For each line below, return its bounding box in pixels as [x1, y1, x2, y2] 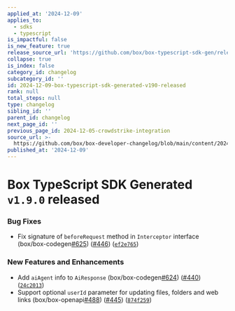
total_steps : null [7, 95, 61, 102]
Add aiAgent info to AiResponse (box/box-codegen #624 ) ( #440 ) [17, 273, 201, 282]
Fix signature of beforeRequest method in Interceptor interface [17, 232, 199, 241]
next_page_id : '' [7, 120, 58, 128]
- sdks [13, 23, 33, 30]
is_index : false [7, 62, 55, 69]
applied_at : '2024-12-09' [7, 10, 83, 17]
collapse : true [7, 56, 52, 63]
